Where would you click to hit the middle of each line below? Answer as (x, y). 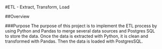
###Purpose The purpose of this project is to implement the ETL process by (81, 26)
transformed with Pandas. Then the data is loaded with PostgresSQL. (74, 41)
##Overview (17, 16)
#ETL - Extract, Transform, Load (37, 7)
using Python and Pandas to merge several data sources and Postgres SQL (80, 31)
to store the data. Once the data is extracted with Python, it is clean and (77, 36)
